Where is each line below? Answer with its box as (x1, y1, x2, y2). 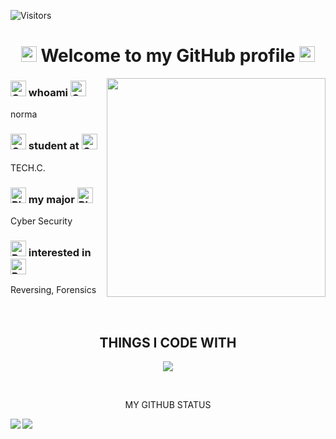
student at (28, 139, 80, 153)
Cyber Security (10, 215, 73, 227)
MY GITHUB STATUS (124, 399, 212, 411)
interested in (28, 246, 92, 259)
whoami (28, 86, 69, 100)
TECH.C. (10, 161, 46, 174)
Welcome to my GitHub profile (40, 45, 296, 67)
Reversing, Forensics (10, 284, 97, 296)
